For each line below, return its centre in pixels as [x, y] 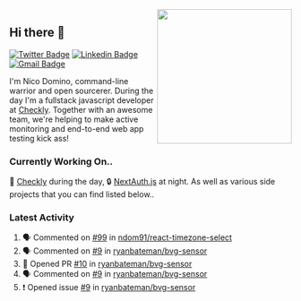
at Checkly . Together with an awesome [81, 109]
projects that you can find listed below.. [82, 194]
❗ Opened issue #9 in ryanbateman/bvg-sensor [109, 288]
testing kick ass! [39, 138]
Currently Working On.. [61, 161]
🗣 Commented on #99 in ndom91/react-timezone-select [127, 237]
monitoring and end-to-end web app [77, 128]
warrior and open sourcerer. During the [82, 90]
